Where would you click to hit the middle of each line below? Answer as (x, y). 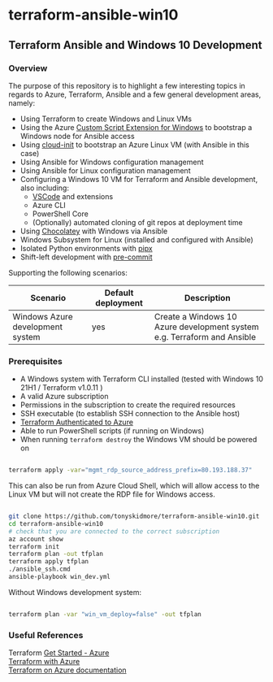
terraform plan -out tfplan (56, 554)
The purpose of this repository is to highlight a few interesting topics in (127, 85)
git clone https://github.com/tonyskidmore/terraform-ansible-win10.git (134, 517)
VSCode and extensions (73, 196)
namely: (22, 102)
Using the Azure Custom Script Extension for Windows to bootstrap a (136, 127)
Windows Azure (43, 316)
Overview (28, 68)
